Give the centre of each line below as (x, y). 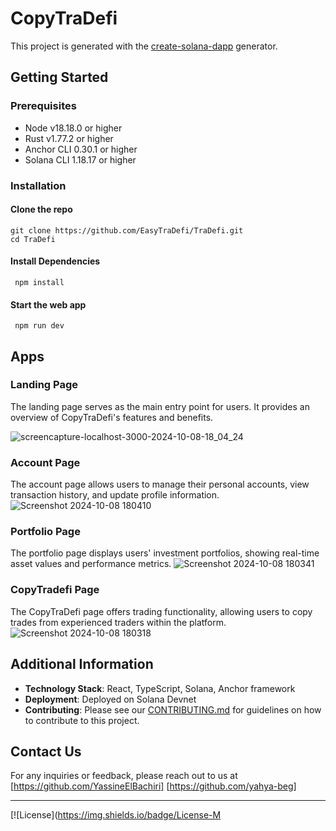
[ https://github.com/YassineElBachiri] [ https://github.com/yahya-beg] (153, 786)
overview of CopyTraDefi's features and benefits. (112, 417)
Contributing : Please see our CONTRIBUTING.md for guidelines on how (173, 709)
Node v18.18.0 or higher (73, 128)
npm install (39, 282)
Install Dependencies (55, 261)
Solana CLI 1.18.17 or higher (80, 159)
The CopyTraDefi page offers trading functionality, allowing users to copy (161, 611)
